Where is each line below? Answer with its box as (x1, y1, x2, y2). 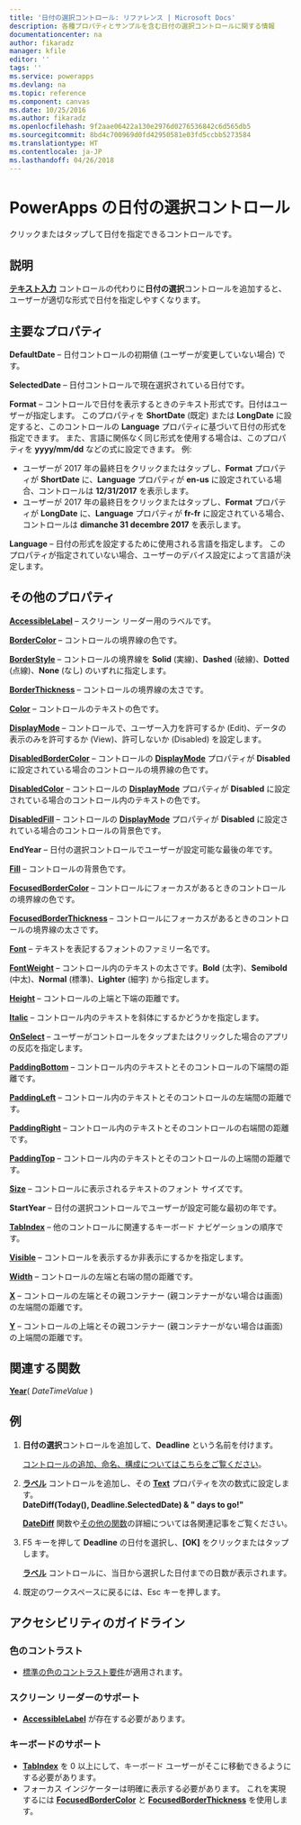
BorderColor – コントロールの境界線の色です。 (9, 634, 182, 645)
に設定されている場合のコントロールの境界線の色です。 (9, 763, 214, 775)
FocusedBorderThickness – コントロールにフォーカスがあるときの (9, 912, 258, 924)
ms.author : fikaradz (9, 114, 87, 123)
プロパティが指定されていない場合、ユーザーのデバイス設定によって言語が (9, 550, 283, 561)
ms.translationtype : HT (9, 139, 99, 148)
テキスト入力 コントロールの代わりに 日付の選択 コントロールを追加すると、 (9, 283, 287, 294)
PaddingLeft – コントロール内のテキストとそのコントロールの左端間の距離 (9, 1091, 285, 1102)
